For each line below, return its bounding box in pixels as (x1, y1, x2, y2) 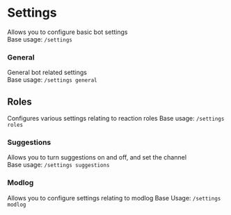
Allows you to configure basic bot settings (7, 28, 128, 36)
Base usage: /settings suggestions (7, 161, 110, 169)
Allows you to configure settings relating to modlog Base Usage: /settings (7, 193, 221, 202)
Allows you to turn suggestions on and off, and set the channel (7, 153, 186, 162)
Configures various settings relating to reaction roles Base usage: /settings (7, 114, 225, 123)
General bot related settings (7, 68, 87, 77)
